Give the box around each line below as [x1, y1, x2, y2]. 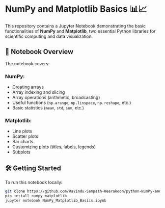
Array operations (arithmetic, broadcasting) [12, 95, 100, 101]
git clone [5, 189, 26, 194]
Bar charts [12, 139, 33, 145]
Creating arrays [12, 84, 44, 90]
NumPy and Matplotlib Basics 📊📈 [5, 3, 147, 15]
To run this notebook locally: [5, 180, 63, 185]
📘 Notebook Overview [5, 48, 74, 56]
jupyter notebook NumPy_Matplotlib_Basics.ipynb [5, 198, 107, 203]
